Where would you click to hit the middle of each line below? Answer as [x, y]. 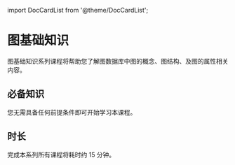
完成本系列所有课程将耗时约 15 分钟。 [61, 155]
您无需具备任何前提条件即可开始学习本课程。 [72, 112]
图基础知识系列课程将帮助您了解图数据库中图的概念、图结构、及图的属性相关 [118, 61]
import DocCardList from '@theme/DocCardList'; [78, 10]
